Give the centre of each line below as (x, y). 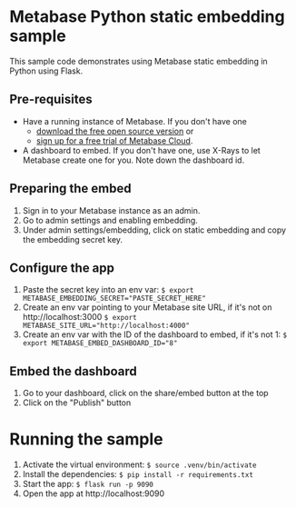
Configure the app (62, 268)
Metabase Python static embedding (147, 17)
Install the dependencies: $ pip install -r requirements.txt (138, 474)
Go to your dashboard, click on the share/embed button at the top (146, 393)
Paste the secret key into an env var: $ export (108, 290)
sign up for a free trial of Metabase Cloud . (114, 140)
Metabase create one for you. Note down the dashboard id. (133, 160)
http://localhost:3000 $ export (80, 317)
